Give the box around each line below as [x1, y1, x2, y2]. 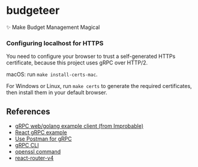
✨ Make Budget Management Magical [6, 24, 100, 31]
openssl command [14, 148, 61, 156]
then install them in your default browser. [6, 89, 107, 96]
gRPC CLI [14, 142, 39, 149]
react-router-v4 [14, 154, 54, 162]
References [6, 106, 50, 116]
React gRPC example [14, 129, 67, 136]
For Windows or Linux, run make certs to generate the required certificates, [6, 83, 192, 90]
